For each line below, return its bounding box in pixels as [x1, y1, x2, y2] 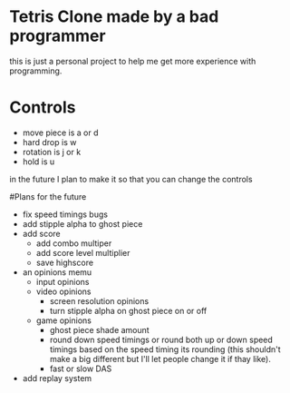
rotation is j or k [22, 146, 82, 157]
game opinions [35, 315, 92, 326]
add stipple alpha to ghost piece [22, 218, 143, 229]
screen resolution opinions [49, 295, 150, 306]
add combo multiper [35, 238, 112, 249]
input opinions [35, 276, 90, 287]
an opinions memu [22, 266, 92, 278]
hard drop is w [22, 136, 77, 147]
